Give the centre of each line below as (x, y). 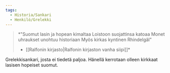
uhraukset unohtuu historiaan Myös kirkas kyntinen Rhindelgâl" (85, 40)
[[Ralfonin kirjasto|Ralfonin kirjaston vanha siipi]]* (78, 50)
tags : (11, 10)
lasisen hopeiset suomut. (32, 65)
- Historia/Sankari (31, 15)
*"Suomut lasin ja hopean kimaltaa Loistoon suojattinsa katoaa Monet (91, 34)
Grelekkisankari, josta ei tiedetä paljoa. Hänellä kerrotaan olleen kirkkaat (82, 60)
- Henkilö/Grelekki (31, 20)
